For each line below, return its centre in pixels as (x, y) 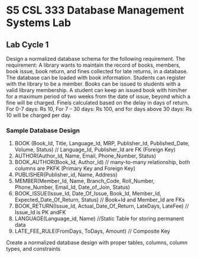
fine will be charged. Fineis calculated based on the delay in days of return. (98, 103)
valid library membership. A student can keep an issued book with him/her (97, 90)
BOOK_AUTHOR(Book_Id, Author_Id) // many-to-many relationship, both (102, 162)
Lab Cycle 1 (27, 45)
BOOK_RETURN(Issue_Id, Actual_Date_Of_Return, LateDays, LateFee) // (102, 206)
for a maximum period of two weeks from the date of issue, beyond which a (98, 96)
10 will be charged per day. (39, 115)
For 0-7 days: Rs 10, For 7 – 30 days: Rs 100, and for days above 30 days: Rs (99, 109)
